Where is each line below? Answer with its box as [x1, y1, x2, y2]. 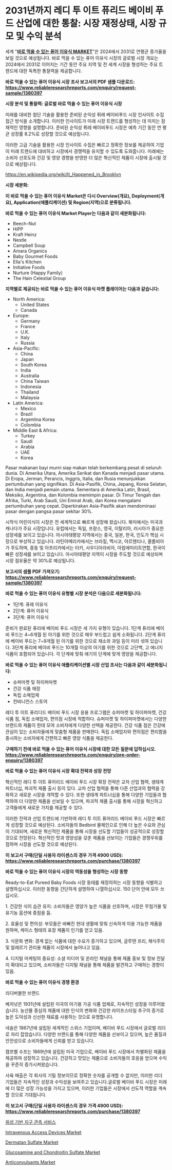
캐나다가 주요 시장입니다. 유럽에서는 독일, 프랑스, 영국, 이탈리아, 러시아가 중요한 [5, 525, 164, 531]
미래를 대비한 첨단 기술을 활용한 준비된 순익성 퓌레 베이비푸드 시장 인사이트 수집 [5, 111, 164, 117]
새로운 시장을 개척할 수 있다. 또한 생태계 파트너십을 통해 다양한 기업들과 [18, 791, 162, 797]
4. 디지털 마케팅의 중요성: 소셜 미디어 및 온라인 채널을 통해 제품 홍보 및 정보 [5, 955, 156, 961]
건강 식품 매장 [12, 685, 41, 692]
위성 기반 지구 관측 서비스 [5, 1119, 56, 1125]
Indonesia [20, 383, 42, 389]
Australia [20, 373, 40, 379]
